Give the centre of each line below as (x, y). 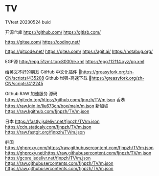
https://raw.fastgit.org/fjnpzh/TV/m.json (45, 132)
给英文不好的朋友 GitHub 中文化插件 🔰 (43, 72)
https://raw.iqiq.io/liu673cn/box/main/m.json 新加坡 (57, 106)
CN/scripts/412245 (24, 83)
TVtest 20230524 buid (28, 22)
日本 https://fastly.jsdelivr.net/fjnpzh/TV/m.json (52, 121)
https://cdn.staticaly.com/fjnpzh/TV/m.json (48, 127)
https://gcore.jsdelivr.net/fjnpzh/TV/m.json (48, 158)
